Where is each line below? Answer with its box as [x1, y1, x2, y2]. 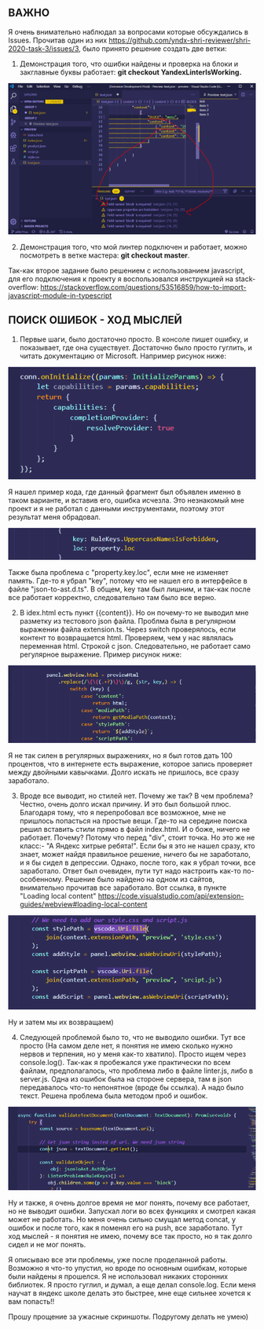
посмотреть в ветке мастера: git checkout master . [19, 251, 190, 260]
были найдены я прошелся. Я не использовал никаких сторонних [8, 1272, 229, 1281]
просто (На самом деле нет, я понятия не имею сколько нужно [19, 1041, 233, 1051]
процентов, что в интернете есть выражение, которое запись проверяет [8, 760, 253, 769]
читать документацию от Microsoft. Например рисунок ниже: [19, 351, 226, 361]
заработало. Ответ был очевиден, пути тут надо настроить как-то [19, 866, 241, 876]
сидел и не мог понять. [8, 1240, 86, 1250]
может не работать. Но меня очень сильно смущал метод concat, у [8, 1215, 236, 1225]
